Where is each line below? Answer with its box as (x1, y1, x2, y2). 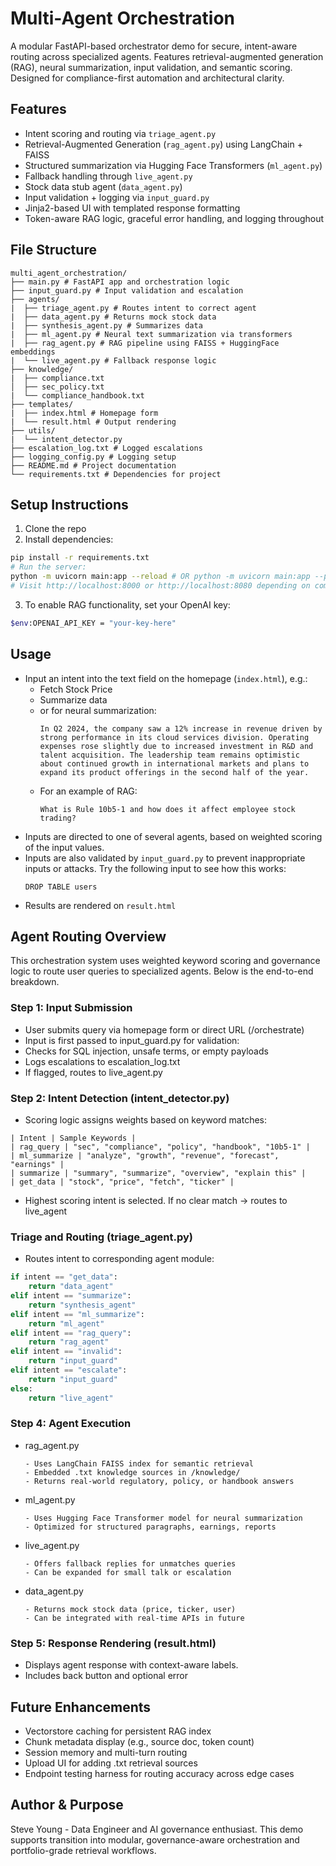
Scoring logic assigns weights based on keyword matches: (24, 1113, 268, 1126)
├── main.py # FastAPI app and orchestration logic (10, 277, 230, 287)
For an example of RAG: (39, 785, 138, 797)
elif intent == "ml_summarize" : (10, 1309, 145, 1319)
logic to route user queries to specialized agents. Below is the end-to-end (10, 965, 314, 977)
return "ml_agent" (28, 1318, 105, 1329)
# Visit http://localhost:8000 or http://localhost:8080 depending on (10, 581, 311, 591)
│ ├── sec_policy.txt (10, 382, 105, 392)
